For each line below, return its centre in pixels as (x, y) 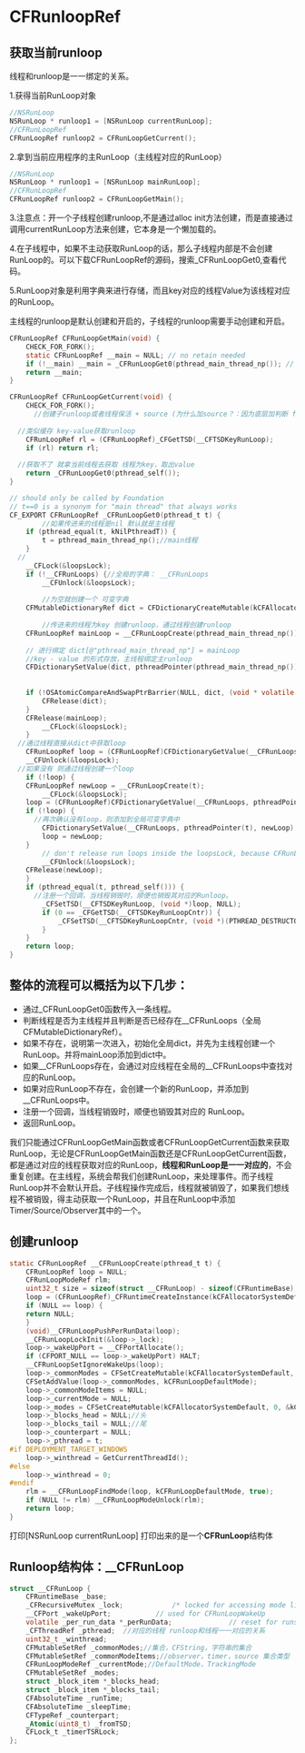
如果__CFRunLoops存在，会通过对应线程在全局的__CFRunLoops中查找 (153, 1065)
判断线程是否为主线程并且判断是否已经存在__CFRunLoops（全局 (142, 1020)
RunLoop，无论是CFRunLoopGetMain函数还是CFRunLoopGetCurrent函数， (151, 1154)
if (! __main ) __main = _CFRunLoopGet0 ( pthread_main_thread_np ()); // (160, 364)
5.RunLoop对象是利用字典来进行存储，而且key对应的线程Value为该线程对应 (150, 290)
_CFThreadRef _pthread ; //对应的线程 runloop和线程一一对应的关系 (146, 1630)
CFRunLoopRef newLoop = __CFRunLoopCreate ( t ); (115, 786)
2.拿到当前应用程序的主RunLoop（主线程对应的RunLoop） (118, 156)
